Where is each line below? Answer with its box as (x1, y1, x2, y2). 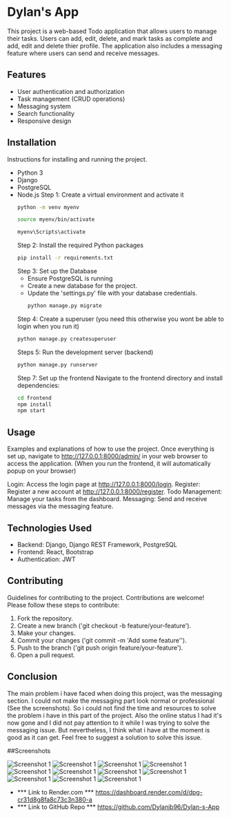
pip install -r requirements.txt (17, 255, 114, 262)
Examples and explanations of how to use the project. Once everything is (7, 445, 215, 453)
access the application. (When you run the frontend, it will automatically (7, 460, 212, 468)
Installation (7, 137, 57, 148)
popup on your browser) (7, 467, 77, 475)
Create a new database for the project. (27, 282, 138, 290)
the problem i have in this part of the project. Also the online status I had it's (7, 711, 223, 719)
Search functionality (17, 109, 74, 117)
